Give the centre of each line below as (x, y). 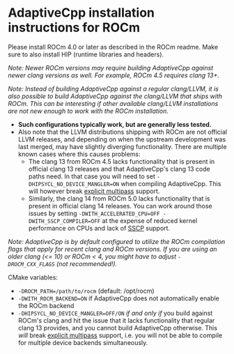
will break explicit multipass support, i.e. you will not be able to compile (120, 335)
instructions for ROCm (74, 28)
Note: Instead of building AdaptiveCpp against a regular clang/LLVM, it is (113, 88)
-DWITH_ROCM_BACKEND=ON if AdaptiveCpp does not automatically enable (119, 298)
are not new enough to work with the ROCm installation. (88, 111)
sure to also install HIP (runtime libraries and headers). (86, 54)
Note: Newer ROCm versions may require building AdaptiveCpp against (111, 68)
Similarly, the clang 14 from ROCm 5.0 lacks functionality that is (119, 198)
